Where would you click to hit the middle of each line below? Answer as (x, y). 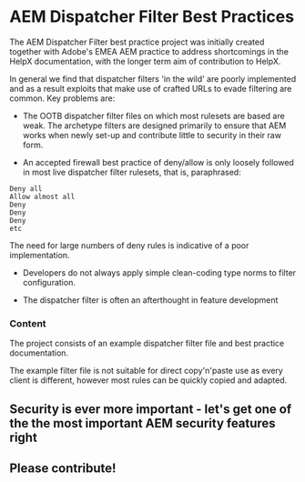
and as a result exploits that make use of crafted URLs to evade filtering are (151, 88)
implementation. (40, 255)
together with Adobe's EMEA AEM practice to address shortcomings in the (149, 51)
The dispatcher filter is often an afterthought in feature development (150, 300)
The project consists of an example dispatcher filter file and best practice (147, 344)
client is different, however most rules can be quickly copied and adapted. (148, 380)
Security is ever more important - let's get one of (151, 409)
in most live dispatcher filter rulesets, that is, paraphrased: (132, 172)
